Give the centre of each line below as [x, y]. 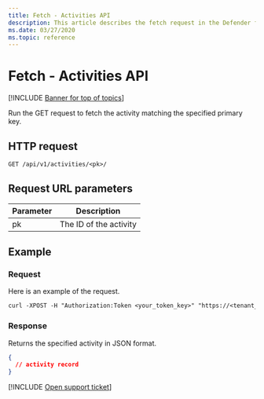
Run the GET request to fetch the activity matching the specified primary [126, 113]
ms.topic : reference [42, 37]
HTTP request [43, 146]
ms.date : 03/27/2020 [42, 30]
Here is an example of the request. [64, 291]
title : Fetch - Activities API [59, 15]
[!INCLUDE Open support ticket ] [60, 387]
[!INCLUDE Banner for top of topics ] [66, 98]
